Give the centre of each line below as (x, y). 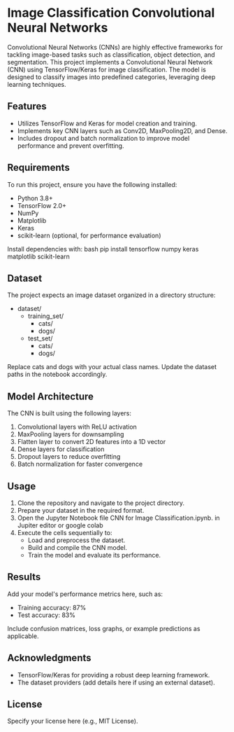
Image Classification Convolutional (111, 13)
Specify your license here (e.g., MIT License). (73, 721)
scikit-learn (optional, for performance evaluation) (89, 235)
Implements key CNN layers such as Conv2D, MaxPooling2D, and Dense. (122, 130)
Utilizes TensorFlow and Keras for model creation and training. (107, 123)
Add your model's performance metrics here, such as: (85, 594)
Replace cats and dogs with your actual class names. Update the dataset (112, 367)
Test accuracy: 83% (46, 615)
